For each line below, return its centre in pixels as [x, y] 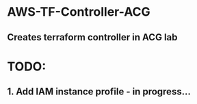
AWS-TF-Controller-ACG [79, 12]
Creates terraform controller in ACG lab [92, 37]
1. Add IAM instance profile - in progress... [99, 92]
